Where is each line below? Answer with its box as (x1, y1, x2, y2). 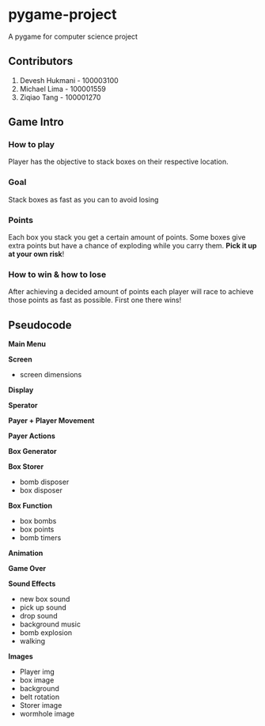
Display (8, 385, 34, 395)
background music (19, 619, 81, 630)
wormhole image (19, 709, 75, 719)
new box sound (19, 595, 70, 604)
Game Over (8, 564, 47, 573)
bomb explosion (19, 628, 73, 637)
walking (19, 637, 46, 646)
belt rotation (19, 692, 60, 701)
